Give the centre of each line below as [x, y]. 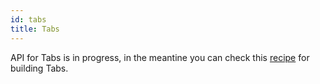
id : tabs [28, 19]
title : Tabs [35, 29]
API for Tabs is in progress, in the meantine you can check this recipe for [160, 57]
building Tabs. [39, 68]
